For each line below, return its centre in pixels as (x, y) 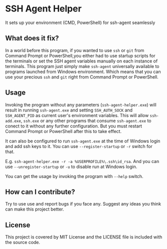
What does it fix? (32, 38)
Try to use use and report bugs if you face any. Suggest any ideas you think (83, 204)
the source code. (23, 242)
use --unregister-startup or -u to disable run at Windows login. (71, 166)
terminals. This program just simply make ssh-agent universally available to (82, 66)
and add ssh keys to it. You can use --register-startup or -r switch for (79, 146)
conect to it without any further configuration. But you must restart (74, 126)
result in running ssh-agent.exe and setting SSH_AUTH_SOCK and (69, 110)
